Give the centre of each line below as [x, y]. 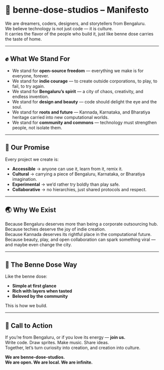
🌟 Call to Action [29, 325]
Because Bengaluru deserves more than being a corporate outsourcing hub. [82, 224]
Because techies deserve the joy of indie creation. [55, 229]
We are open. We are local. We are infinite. [49, 362]
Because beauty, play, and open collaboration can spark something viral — [80, 240]
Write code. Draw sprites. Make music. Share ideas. [57, 342]
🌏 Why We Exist [31, 210]
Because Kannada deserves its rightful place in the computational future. [78, 234]
